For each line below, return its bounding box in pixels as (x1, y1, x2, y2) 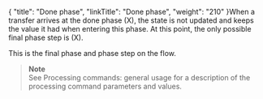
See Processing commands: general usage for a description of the (28, 73, 251, 82)
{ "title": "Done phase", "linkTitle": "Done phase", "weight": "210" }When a (8, 7, 256, 16)
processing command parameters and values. (28, 81, 183, 91)
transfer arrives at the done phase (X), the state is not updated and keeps (8, 15, 254, 25)
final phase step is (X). (8, 32, 84, 42)
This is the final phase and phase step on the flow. (8, 49, 177, 58)
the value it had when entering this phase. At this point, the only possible (8, 24, 252, 33)
